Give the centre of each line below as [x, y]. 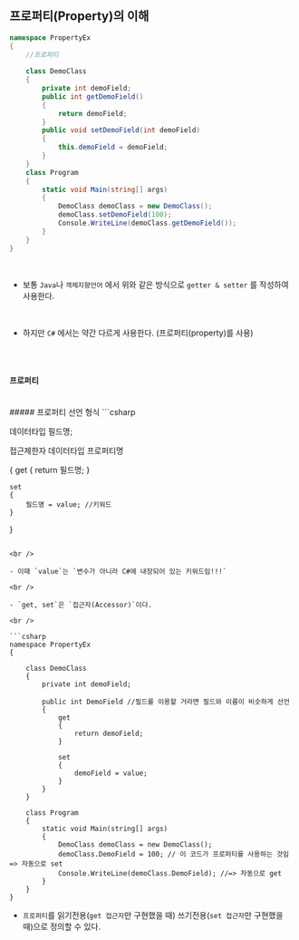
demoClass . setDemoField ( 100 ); [115, 215]
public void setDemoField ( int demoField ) [121, 131]
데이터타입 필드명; [41, 431]
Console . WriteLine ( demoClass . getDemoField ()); [147, 223]
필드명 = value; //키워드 [69, 504]
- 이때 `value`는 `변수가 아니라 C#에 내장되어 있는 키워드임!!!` [118, 571]
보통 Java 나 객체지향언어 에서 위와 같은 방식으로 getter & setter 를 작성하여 [155, 285]
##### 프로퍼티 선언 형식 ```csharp [72, 412]
